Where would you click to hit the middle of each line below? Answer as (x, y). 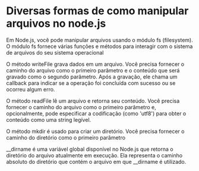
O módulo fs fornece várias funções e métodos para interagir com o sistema (99, 46)
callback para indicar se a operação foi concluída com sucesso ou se (91, 83)
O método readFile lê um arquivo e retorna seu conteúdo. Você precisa (93, 101)
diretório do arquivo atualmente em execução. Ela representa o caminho (94, 155)
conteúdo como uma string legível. (49, 119)
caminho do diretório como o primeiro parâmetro (66, 137)
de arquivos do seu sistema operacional (55, 52)
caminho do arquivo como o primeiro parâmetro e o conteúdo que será (93, 70)
